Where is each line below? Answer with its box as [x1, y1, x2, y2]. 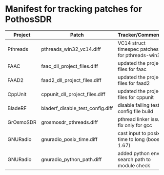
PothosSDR [5, 14, 52, 25]
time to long [118, 136, 145, 142]
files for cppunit [118, 94, 154, 100]
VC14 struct [118, 39, 145, 46]
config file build [118, 108, 154, 115]
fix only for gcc [118, 122, 152, 129]
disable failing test [118, 101, 160, 108]
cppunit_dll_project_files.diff [41, 91, 106, 97]
